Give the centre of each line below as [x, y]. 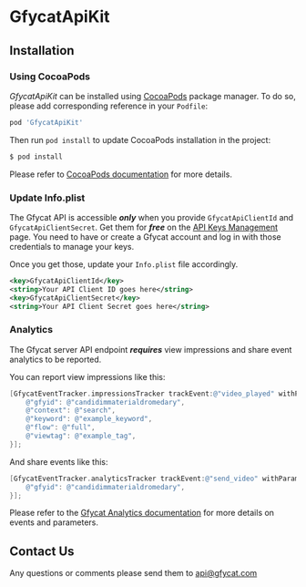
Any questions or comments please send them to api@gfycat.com [133, 573]
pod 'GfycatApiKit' [46, 122]
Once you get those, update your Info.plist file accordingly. [124, 264]
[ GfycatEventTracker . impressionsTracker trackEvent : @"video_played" [142, 394]
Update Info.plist [47, 198]
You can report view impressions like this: [87, 376]
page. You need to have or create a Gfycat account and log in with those [146, 237]
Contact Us [42, 551]
